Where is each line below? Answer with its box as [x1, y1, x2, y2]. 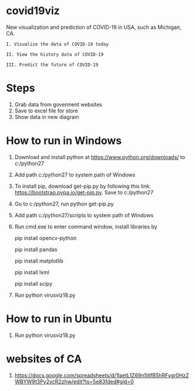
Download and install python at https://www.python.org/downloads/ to [14, 153, 186, 160]
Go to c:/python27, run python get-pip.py [14, 200, 114, 207]
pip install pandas [14, 246, 58, 253]
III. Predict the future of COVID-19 [6, 62, 99, 68]
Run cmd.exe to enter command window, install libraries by [14, 223, 157, 230]
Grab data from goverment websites [14, 101, 103, 108]
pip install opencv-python [14, 234, 77, 241]
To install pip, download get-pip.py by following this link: [14, 183, 151, 190]
